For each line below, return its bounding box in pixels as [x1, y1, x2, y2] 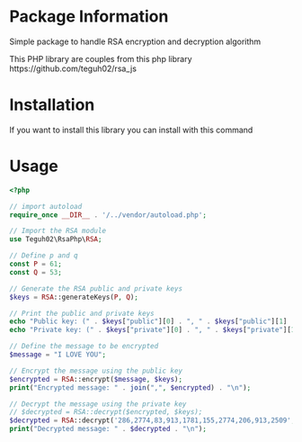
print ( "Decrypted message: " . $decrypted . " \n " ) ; [9, 425, 207, 434]
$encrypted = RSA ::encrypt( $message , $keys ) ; [9, 374, 182, 383]
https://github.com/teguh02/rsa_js [9, 63, 138, 74]
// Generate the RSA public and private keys [9, 284, 182, 293]
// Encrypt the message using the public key [9, 366, 182, 375]
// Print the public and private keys [9, 309, 155, 318]
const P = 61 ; [9, 259, 63, 269]
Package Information [9, 6, 169, 27]
